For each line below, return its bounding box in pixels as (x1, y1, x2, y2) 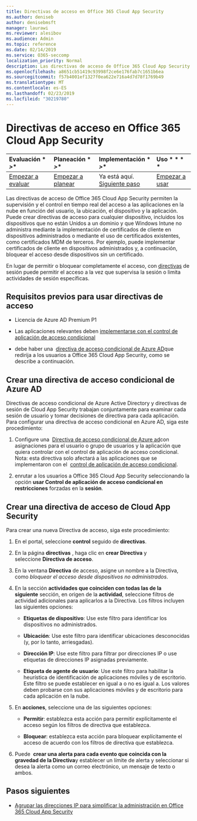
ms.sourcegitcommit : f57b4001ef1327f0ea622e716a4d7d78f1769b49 (6, 74, 164, 80)
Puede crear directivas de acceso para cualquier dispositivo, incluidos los (6, 213, 184, 220)
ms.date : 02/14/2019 (6, 47, 57, 53)
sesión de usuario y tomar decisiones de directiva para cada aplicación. (6, 412, 180, 419)
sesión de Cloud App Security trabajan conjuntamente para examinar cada (6, 406, 186, 413)
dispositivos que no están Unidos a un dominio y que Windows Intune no (6, 220, 182, 227)
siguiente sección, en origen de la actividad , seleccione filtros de (14, 591, 174, 598)
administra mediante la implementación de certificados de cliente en (6, 226, 172, 233)
